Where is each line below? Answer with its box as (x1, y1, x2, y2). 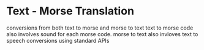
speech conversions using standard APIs (6, 37, 110, 44)
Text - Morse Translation (6, 4, 135, 18)
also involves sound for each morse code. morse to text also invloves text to (6, 30, 198, 37)
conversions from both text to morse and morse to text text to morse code (6, 24, 194, 31)
